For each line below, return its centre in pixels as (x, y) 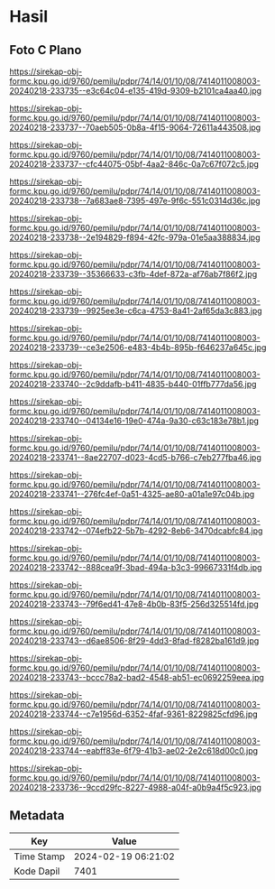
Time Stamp (40, 857)
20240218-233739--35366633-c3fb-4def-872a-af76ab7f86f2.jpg (133, 274)
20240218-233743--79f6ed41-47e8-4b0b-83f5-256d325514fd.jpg (134, 604)
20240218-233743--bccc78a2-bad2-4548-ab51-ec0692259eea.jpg (137, 677)
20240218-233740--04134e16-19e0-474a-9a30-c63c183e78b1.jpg (134, 421)
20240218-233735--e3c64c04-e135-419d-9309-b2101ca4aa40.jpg (136, 91)
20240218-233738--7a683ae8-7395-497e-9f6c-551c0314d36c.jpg (135, 201)
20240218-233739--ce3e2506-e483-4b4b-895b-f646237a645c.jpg (138, 347)
